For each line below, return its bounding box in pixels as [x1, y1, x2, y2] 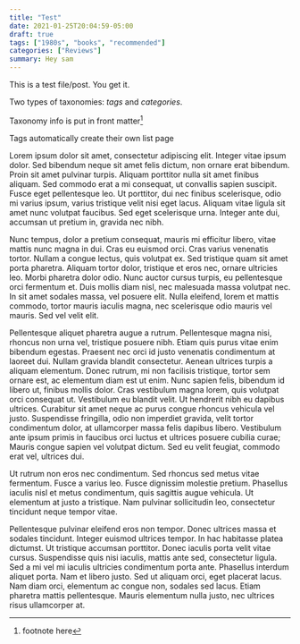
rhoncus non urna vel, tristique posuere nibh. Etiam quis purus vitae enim [9, 336, 279, 347]
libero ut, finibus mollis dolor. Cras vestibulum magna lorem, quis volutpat [9, 384, 279, 394]
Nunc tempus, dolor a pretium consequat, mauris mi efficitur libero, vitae [9, 233, 277, 244]
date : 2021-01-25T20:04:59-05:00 [9, 21, 134, 30]
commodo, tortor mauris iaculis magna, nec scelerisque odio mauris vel [9, 301, 272, 311]
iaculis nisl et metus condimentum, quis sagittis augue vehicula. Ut [9, 487, 254, 497]
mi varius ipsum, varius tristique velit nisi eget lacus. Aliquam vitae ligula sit [9, 198, 286, 208]
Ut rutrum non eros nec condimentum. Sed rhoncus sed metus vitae [9, 468, 260, 479]
